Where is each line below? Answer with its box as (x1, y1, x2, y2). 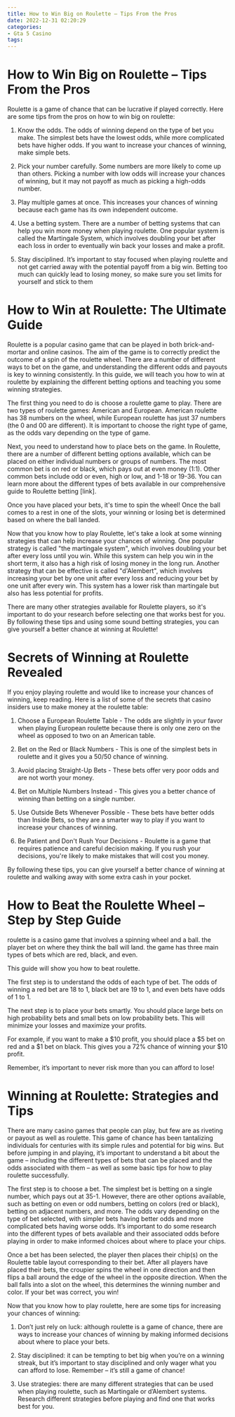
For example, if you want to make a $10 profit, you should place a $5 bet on (7, 1035, 225, 1043)
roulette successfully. (7, 1171, 69, 1179)
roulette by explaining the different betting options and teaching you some (7, 377, 222, 386)
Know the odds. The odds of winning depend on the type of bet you (17, 126, 214, 134)
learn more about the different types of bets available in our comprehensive (7, 479, 226, 488)
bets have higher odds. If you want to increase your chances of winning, (17, 141, 227, 150)
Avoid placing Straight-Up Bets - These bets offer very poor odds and (17, 765, 220, 774)
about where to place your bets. (17, 1337, 110, 1346)
